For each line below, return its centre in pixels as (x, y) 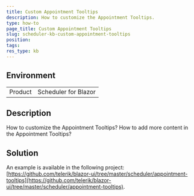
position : (19, 40)
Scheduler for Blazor (67, 92)
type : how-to (23, 23)
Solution (22, 153)
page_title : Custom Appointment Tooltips (59, 29)
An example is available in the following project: (65, 168)
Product (20, 92)
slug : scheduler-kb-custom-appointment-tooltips (68, 34)
